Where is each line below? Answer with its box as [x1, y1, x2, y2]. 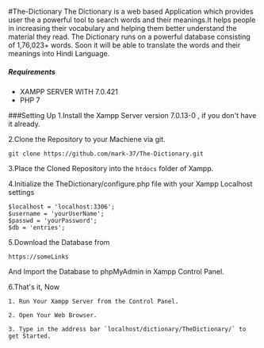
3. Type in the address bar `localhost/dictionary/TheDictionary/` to [8, 325, 247, 333]
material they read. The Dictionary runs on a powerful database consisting [8, 32, 251, 41]
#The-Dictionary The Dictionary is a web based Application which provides [8, 7, 254, 16]
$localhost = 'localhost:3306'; [8, 202, 115, 211]
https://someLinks [8, 253, 69, 261]
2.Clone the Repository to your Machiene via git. [8, 134, 166, 143]
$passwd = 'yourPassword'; [8, 216, 98, 224]
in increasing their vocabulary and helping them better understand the [8, 24, 237, 33]
